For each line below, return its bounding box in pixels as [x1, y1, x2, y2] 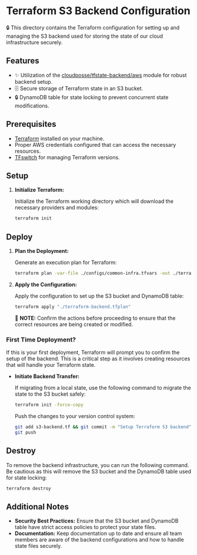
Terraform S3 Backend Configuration [6, 4, 191, 18]
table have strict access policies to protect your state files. [14, 524, 157, 531]
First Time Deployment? [6, 335, 76, 343]
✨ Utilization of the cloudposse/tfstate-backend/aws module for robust [14, 71, 187, 78]
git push [14, 429, 36, 435]
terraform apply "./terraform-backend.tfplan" [14, 304, 131, 310]
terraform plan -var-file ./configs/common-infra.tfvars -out [14, 270, 171, 277]
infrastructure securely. [6, 38, 63, 45]
